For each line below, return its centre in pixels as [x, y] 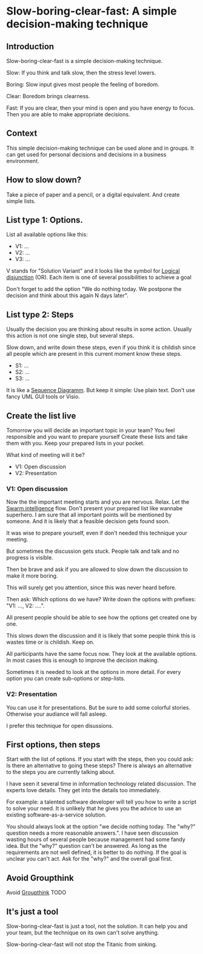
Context [22, 134]
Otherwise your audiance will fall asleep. [57, 714]
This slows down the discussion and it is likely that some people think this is [101, 636]
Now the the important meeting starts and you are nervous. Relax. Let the [98, 502]
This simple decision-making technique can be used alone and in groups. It [100, 148]
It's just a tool [32, 911]
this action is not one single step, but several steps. [70, 336]
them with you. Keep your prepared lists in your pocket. [75, 443]
